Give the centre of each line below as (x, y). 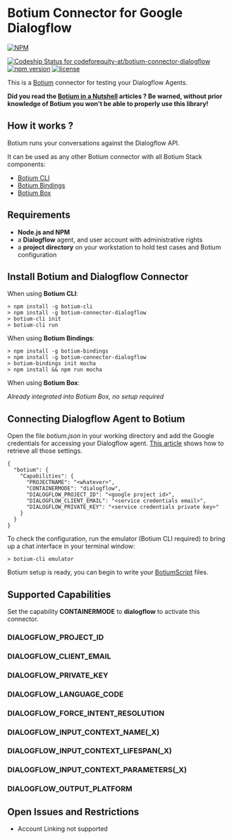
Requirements (39, 215)
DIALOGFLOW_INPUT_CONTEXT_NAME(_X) (84, 732)
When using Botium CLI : (43, 294)
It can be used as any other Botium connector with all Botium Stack (105, 156)
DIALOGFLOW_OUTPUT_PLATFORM (70, 789)
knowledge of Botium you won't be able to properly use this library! (108, 103)
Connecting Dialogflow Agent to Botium (96, 419)
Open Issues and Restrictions (73, 811)
